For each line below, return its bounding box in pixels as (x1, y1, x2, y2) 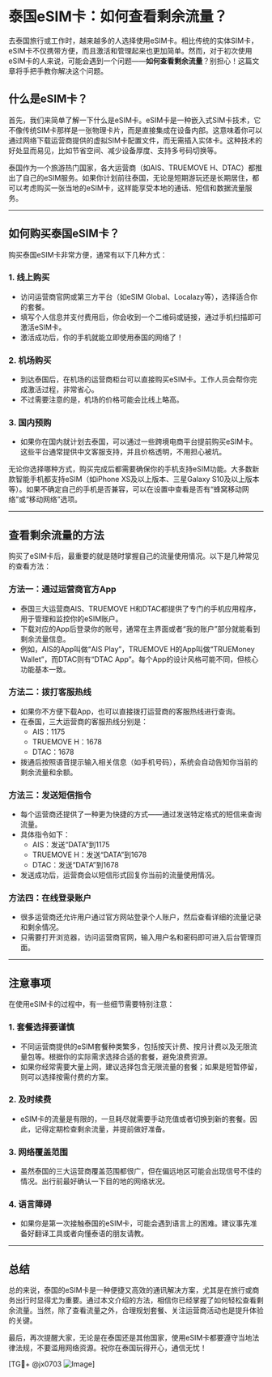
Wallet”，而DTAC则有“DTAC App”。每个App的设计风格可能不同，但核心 (19, 654, 259, 664)
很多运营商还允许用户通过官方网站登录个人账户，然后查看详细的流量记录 (19, 912, 261, 922)
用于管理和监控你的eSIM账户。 (19, 613, 123, 624)
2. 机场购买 (8, 354, 52, 365)
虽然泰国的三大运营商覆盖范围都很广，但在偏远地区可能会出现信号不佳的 (19, 1166, 261, 1176)
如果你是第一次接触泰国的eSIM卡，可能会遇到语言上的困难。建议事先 (19, 1218, 251, 1228)
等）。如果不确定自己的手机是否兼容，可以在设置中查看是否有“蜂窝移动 (8, 484, 243, 494)
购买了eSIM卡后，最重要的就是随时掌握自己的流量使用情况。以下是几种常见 (8, 552, 260, 561)
